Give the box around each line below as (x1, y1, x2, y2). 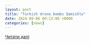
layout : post (5, 7, 32, 12)
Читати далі (5, 34, 30, 40)
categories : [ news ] (5, 20, 45, 26)
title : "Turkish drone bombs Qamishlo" (5, 12, 86, 16)
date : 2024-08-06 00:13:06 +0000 (5, 16, 73, 21)
